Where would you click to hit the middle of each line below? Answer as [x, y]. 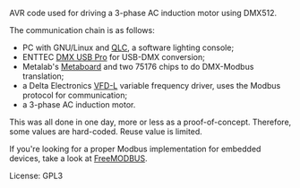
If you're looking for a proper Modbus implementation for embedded [135, 149]
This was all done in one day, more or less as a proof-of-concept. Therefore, [150, 122]
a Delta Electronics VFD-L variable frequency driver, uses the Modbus [151, 85]
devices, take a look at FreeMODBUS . [78, 158]
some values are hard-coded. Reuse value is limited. [106, 132]
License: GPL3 [36, 175]
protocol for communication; [75, 95]
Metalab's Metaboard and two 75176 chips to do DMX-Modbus [138, 67]
